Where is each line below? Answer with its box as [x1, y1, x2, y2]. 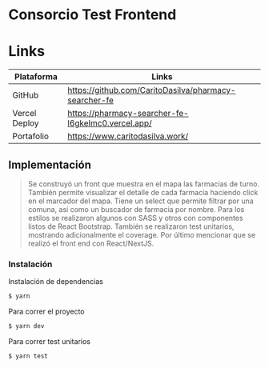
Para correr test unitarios [8, 336, 90, 346]
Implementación [8, 158, 92, 171]
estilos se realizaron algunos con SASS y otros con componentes [27, 213, 243, 222]
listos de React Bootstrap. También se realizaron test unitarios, [27, 222, 235, 231]
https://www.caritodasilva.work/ [67, 130, 189, 142]
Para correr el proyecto [8, 306, 85, 317]
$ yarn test [8, 352, 48, 360]
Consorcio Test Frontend [8, 6, 177, 24]
